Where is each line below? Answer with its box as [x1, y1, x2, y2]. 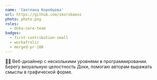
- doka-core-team [10, 26, 46, 31]
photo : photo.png [5, 16, 42, 21]
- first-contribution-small [10, 35, 69, 40]
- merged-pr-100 [10, 44, 44, 49]
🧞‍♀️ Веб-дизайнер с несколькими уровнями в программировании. [5, 58, 148, 64]
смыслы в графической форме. [5, 68, 73, 75]
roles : [5, 21, 19, 26]
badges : [5, 30, 22, 35]
